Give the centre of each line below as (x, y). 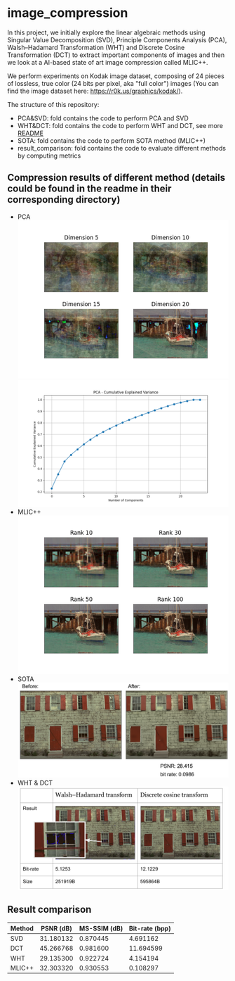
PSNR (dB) (56, 928)
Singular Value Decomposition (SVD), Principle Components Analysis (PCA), (117, 39)
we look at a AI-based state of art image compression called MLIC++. (108, 62)
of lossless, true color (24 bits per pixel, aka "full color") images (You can (113, 83)
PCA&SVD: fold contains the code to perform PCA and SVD (103, 118)
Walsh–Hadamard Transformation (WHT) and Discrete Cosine (96, 47)
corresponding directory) (64, 200)
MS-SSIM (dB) (101, 928)
